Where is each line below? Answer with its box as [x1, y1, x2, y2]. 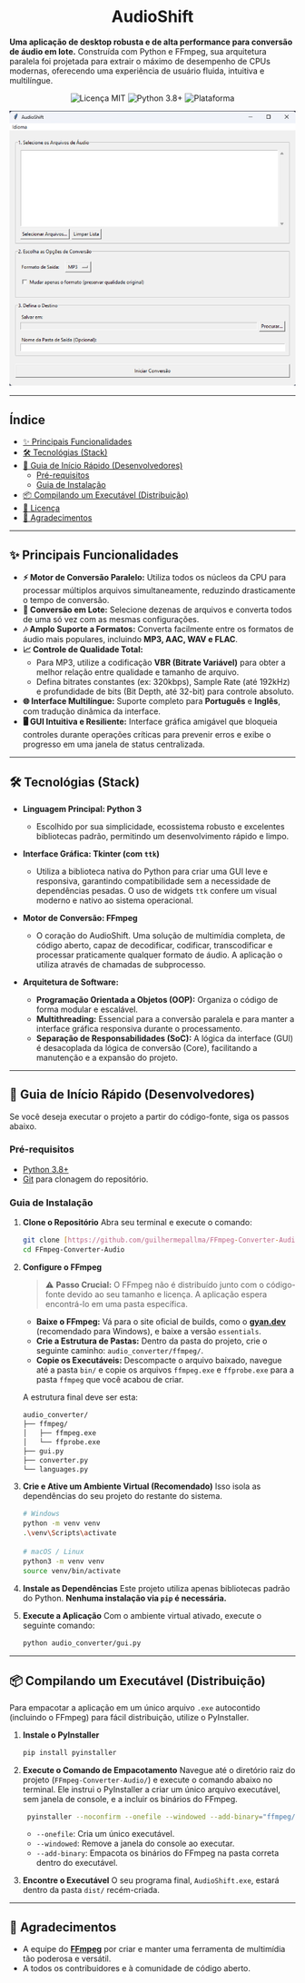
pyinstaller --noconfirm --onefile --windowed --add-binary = [26, 1812, 263, 1821]
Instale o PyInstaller [22, 1729, 100, 1740]
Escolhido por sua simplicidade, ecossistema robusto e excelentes [35, 820, 285, 832]
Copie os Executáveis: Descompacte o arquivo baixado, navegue [35, 1354, 282, 1365]
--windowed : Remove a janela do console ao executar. [35, 1838, 235, 1849]
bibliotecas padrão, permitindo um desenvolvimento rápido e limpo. [35, 830, 290, 841]
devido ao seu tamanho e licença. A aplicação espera [66, 1288, 268, 1300]
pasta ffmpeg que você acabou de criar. [35, 1373, 184, 1384]
